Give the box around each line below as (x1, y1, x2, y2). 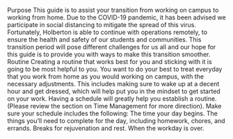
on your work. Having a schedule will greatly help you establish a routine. (7, 95, 217, 103)
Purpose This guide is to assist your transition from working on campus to (7, 6, 219, 14)
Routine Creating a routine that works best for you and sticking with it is (7, 58, 212, 65)
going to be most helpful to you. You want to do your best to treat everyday (7, 65, 223, 73)
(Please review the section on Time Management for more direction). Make (7, 102, 222, 110)
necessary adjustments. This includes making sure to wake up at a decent (7, 80, 220, 88)
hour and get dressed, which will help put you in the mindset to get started (7, 87, 220, 95)
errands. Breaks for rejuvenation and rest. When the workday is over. (7, 124, 204, 132)
